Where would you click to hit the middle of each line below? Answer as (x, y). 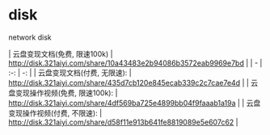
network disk (30, 37)
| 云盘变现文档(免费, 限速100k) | (61, 53)
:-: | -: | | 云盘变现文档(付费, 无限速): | (70, 72)
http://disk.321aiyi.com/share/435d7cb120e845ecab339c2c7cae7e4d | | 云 (133, 82)
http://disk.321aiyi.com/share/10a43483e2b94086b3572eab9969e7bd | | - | (135, 63)
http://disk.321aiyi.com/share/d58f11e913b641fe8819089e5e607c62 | (123, 122)
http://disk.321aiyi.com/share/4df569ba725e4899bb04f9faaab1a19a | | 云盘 (135, 103)
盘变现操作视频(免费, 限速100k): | (63, 93)
